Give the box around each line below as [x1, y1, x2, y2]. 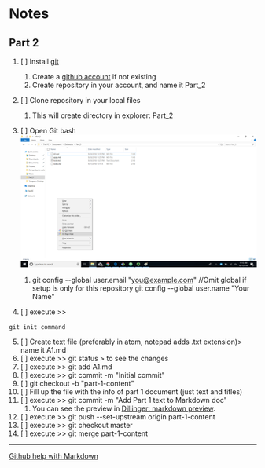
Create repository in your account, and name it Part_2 [31, 80, 206, 90]
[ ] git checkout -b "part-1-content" [20, 378, 134, 389]
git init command [9, 324, 66, 331]
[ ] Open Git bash [20, 126, 77, 135]
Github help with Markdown [9, 452, 99, 461]
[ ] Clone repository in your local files [20, 96, 141, 104]
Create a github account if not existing [31, 72, 156, 81]
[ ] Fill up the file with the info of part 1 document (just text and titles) [20, 387, 243, 397]
